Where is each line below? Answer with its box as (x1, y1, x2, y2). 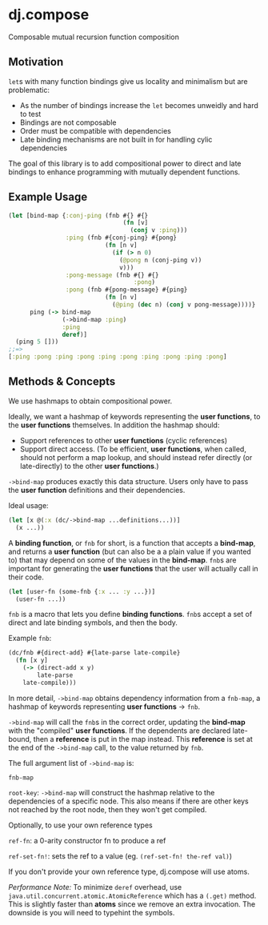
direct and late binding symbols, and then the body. (8, 618, 178, 627)
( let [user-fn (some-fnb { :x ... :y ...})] (8, 587, 156, 595)
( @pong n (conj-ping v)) (118, 256, 202, 264)
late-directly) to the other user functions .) (19, 461, 159, 471)
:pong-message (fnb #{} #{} (65, 270, 159, 279)
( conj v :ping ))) (130, 226, 188, 234)
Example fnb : (8, 634, 52, 643)
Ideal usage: (8, 500, 50, 510)
